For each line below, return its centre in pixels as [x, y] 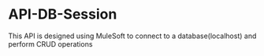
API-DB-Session [63, 14]
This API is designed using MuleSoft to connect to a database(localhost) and [132, 36]
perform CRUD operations [50, 44]
